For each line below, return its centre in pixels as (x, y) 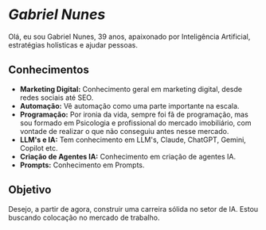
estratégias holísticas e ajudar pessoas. (73, 44)
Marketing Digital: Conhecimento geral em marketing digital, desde (131, 89)
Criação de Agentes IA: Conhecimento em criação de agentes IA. (128, 156)
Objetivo (30, 190)
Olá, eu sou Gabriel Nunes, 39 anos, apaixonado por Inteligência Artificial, (129, 36)
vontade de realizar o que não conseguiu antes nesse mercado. (124, 131)
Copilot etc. (39, 148)
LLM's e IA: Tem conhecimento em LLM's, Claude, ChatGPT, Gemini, (133, 140)
